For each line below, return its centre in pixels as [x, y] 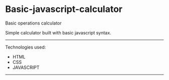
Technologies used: [26, 47]
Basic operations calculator [33, 23]
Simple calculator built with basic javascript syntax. [58, 32]
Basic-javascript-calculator [64, 9]
